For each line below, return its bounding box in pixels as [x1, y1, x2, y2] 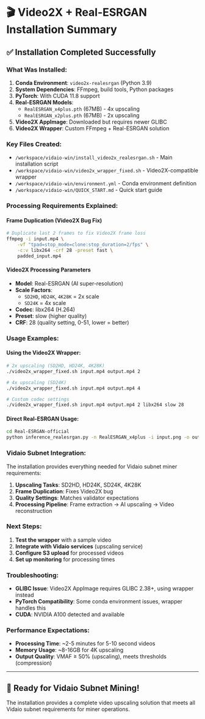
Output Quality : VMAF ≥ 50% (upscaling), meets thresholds [15, 653, 167, 660]
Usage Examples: [6, 334, 59, 342]
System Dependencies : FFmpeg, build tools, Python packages [15, 86, 174, 93]
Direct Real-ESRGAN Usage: [6, 415, 79, 422]
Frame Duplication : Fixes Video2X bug [15, 487, 113, 495]
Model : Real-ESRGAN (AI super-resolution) [15, 279, 124, 287]
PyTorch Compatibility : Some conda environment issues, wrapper [15, 598, 183, 605]
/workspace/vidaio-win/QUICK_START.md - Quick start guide [15, 186, 163, 194]
